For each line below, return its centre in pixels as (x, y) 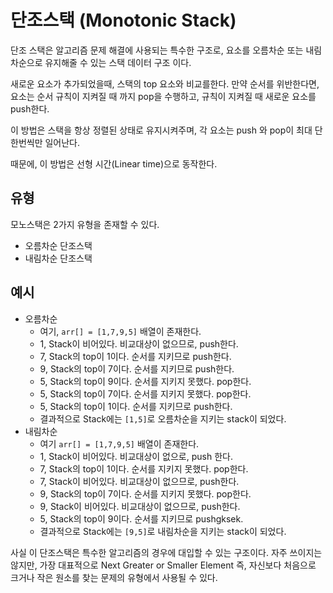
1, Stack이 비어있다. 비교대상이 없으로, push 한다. (136, 456)
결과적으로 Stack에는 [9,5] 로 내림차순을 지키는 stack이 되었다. (163, 531)
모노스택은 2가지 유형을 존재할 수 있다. (85, 224)
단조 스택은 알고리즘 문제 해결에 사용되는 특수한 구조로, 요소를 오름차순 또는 (157, 50)
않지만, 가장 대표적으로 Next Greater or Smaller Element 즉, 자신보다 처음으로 (163, 565)
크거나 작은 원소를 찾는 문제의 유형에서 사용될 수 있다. (114, 577)
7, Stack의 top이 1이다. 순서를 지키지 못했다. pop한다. (144, 468)
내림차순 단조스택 (58, 258)
